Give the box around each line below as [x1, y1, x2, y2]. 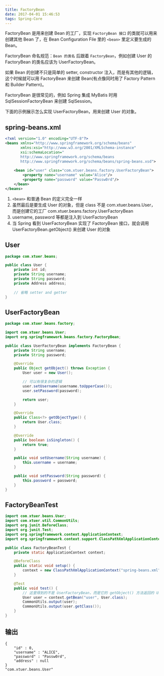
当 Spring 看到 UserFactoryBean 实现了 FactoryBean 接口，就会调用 [12, 220, 149, 226]
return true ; [22, 442, 49, 447]
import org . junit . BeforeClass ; [5, 523, 69, 528]
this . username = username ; [22, 460, 78, 465]
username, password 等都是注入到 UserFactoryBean [12, 214, 118, 220]
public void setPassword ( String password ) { [14, 474, 106, 479]
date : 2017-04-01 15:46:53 [5, 12, 60, 17]
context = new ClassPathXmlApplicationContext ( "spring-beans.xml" [22, 568, 161, 573]
